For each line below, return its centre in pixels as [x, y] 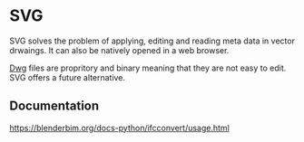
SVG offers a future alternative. [67, 77]
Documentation [54, 106]
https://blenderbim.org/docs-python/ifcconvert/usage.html [119, 128]
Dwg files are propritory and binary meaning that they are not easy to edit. [148, 68]
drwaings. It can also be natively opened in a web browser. [119, 50]
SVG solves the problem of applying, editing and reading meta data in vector [152, 41]
